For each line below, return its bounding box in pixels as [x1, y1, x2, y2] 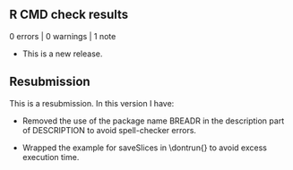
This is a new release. [22, 48, 103, 59]
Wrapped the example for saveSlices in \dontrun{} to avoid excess [22, 142, 267, 153]
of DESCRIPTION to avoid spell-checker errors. [22, 124, 197, 135]
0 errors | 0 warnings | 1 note [9, 30, 116, 41]
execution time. [22, 151, 80, 162]
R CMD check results [9, 7, 129, 22]
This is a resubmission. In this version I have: [9, 98, 175, 108]
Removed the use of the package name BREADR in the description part [22, 115, 285, 126]
